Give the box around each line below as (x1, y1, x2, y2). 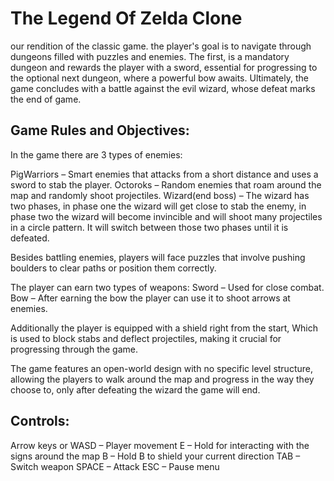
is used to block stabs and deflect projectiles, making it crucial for (10, 332, 282, 344)
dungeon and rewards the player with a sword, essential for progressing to (10, 61, 318, 73)
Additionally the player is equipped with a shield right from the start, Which (10, 322, 319, 334)
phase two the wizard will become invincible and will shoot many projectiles (10, 210, 323, 222)
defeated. (10, 232, 50, 244)
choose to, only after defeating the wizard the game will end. (10, 383, 261, 396)
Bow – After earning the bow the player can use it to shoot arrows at (10, 292, 291, 304)
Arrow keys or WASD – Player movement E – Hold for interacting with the (10, 439, 310, 451)
